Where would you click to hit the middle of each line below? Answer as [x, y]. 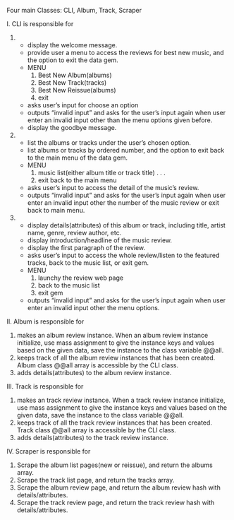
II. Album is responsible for [45, 321]
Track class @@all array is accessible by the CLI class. [97, 430]
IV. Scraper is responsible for [49, 451]
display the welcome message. [72, 45]
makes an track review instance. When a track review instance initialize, [121, 400]
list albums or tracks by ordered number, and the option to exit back [126, 150]
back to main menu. [56, 210]
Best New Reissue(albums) [77, 90]
